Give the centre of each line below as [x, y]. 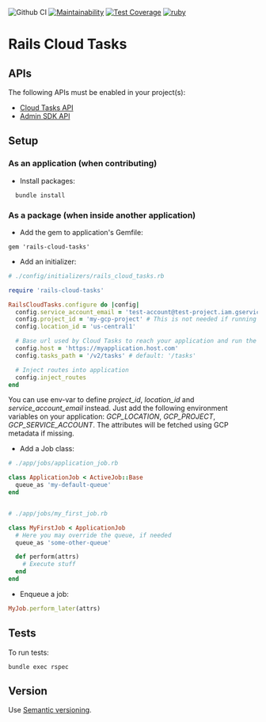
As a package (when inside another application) [102, 215]
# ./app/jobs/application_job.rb [63, 463]
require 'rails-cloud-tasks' [56, 290]
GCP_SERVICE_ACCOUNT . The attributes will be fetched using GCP [118, 425]
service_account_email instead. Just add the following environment [118, 408]
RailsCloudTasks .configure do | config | [74, 305]
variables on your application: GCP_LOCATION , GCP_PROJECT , [112, 416]
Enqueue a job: [44, 594]
